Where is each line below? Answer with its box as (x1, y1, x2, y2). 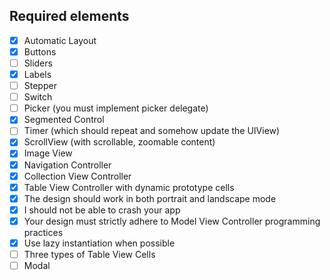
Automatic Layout (23, 34, 97, 46)
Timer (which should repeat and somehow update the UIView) (23, 125, 281, 137)
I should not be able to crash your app (23, 204, 181, 216)
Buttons (23, 45, 57, 58)
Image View (23, 147, 73, 159)
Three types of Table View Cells (23, 248, 156, 260)
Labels (23, 69, 52, 80)
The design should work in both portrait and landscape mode (23, 192, 277, 204)
